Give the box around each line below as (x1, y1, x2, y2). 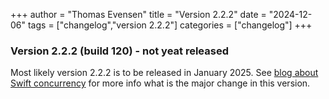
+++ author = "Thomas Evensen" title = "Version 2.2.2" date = (10, 9, 267, 20)
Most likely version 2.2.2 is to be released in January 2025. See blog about (10, 67, 319, 79)
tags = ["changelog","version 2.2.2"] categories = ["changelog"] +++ (27, 19, 313, 31)
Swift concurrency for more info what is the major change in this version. (10, 77, 311, 89)
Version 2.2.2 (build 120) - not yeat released (10, 44, 229, 58)
